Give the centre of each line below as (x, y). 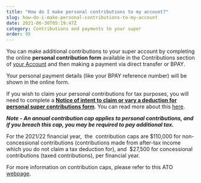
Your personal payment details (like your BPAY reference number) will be (97, 76)
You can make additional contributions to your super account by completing (101, 51)
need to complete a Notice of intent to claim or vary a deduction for (91, 101)
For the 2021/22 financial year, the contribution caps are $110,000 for (94, 137)
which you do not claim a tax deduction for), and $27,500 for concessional (100, 149)
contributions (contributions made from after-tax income (110, 143)
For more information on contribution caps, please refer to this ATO (90, 167)
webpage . (19, 174)
